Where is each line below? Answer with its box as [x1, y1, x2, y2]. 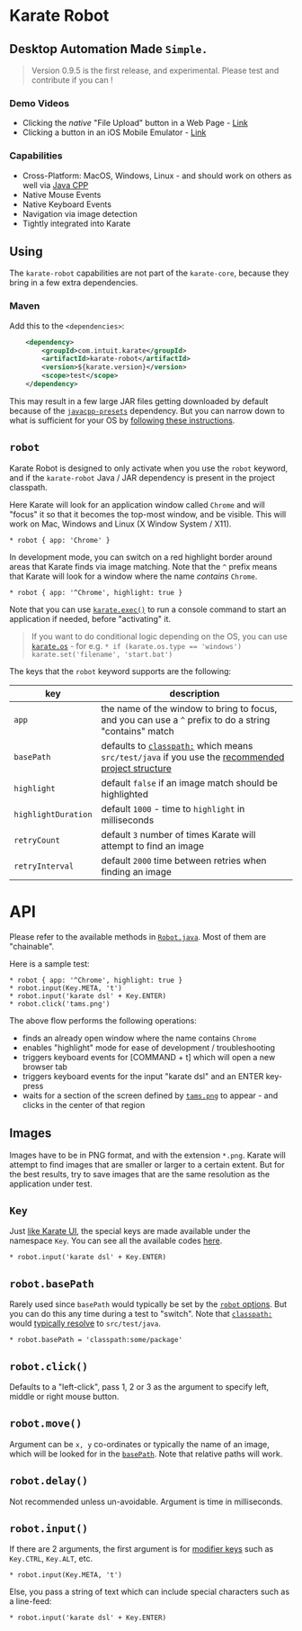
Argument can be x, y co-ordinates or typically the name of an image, [9, 1438, 270, 1449]
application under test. [9, 1178, 93, 1189]
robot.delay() [9, 1474, 88, 1488]
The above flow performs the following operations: [9, 1014, 198, 1026]
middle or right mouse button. [9, 1391, 120, 1401]
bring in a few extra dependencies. [9, 277, 138, 288]
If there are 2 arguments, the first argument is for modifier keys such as [9, 1544, 274, 1554]
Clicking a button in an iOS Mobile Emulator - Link [22, 127, 207, 138]
